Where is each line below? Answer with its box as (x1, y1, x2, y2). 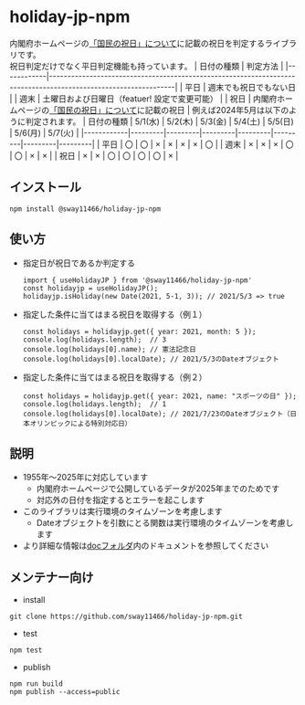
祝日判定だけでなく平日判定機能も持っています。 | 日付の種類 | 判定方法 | (9, 60, 284, 71)
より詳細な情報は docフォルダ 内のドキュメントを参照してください (22, 541, 269, 552)
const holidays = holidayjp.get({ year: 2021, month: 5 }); (22, 327, 257, 336)
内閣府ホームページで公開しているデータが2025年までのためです (36, 483, 280, 494)
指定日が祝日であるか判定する (22, 258, 135, 268)
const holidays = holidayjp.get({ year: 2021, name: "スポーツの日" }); (22, 391, 297, 401)
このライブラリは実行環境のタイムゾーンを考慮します (22, 506, 223, 517)
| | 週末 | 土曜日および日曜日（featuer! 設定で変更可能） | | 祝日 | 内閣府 (9, 93, 278, 104)
